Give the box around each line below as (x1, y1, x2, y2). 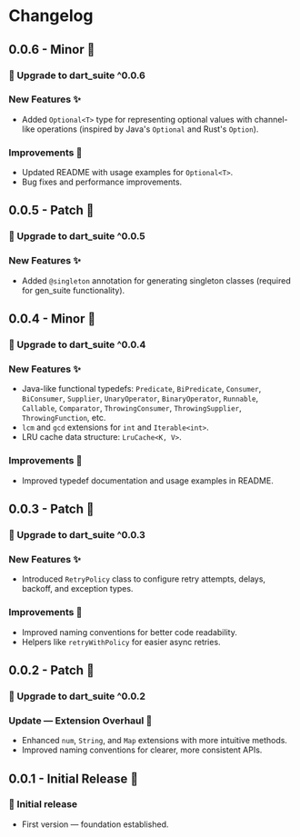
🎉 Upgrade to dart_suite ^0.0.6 (8, 69, 146, 82)
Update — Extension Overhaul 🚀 (8, 714, 153, 727)
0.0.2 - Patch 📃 (8, 663, 95, 678)
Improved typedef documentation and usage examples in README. (21, 474, 274, 486)
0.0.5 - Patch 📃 (8, 203, 95, 218)
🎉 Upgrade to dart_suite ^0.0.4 (8, 338, 146, 351)
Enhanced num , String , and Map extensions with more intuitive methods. (21, 735, 288, 746)
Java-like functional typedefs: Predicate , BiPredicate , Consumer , (21, 384, 262, 394)
